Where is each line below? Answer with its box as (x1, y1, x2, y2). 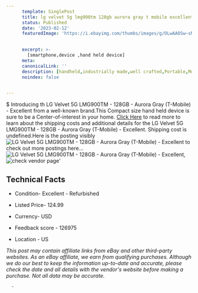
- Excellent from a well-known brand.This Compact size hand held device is (6, 107, 190, 114)
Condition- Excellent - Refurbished (14, 190, 99, 197)
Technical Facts (6, 175, 66, 185)
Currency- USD (14, 213, 52, 220)
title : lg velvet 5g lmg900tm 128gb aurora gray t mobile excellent (21, 14, 194, 20)
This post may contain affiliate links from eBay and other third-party (6, 247, 173, 254)
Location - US (14, 235, 49, 242)
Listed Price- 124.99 (14, 201, 64, 208)
